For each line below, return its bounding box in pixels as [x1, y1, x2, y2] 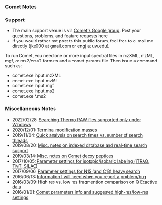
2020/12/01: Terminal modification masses [12, 127, 97, 133]
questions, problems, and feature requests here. [12, 33, 109, 39]
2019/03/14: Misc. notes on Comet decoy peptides [12, 153, 114, 159]
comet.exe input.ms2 [12, 88, 54, 94]
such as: [5, 63, 22, 69]
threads [12, 137, 28, 143]
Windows [12, 122, 31, 127]
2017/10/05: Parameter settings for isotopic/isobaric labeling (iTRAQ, [12, 158, 150, 164]
